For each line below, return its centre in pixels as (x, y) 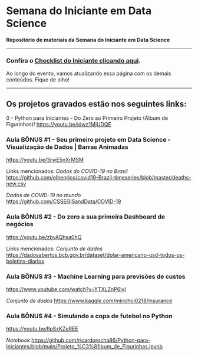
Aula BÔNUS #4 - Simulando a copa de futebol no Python (89, 316)
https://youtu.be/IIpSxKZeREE (42, 329)
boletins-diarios (25, 261)
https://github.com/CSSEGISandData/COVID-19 (64, 201)
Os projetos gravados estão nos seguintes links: (96, 104)
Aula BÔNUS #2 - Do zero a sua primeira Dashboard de (86, 217)
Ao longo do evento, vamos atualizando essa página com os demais (89, 74)
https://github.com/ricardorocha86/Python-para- (91, 340)
